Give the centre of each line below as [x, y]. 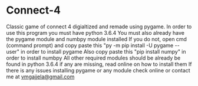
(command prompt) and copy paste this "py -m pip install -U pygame [90, 45]
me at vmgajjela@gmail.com [40, 77]
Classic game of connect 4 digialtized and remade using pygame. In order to [99, 27]
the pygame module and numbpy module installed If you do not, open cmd [97, 39]
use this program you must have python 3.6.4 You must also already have [95, 32]
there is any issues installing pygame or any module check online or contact [98, 70]
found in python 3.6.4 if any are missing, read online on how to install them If [99, 64]
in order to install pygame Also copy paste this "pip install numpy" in [103, 51]
